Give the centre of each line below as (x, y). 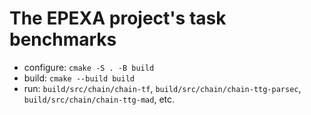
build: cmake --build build (79, 78)
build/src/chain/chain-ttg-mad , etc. (99, 99)
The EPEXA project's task (118, 18)
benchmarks (63, 39)
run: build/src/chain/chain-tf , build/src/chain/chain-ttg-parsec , (162, 88)
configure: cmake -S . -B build (89, 67)
